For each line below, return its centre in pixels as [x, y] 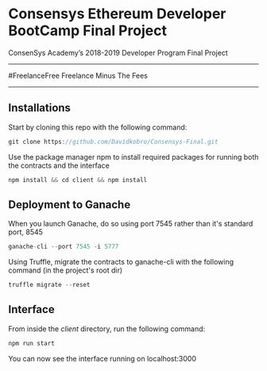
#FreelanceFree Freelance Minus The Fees [78, 75]
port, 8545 [26, 232]
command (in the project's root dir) [66, 270]
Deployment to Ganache [70, 205]
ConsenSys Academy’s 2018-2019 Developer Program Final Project [118, 52]
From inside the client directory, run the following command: [107, 328]
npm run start [32, 343]
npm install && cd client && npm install [78, 180]
